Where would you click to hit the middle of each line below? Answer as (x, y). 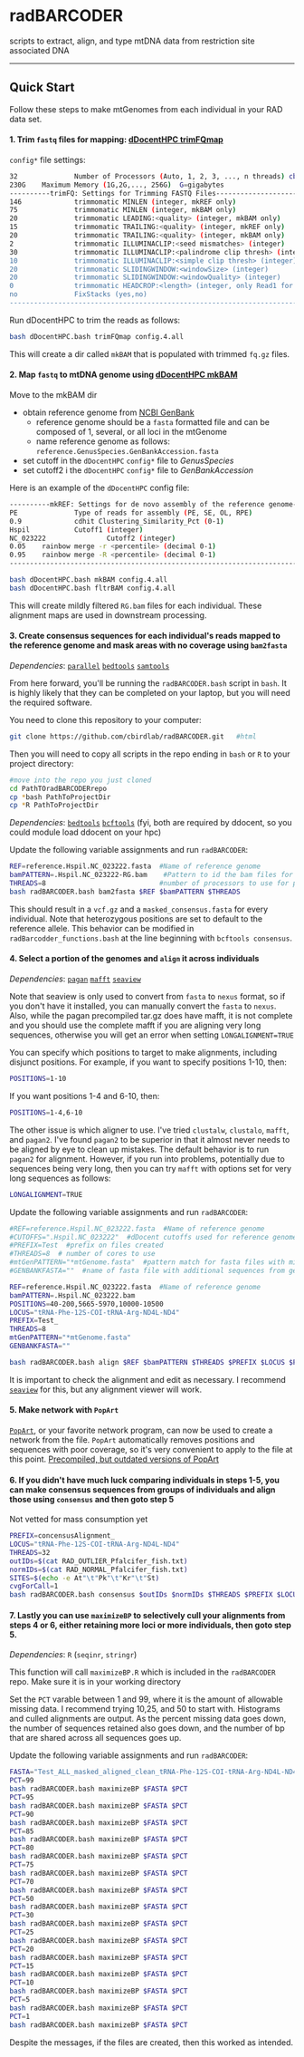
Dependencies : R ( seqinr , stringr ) (73, 1655)
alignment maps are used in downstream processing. (108, 615)
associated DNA (39, 50)
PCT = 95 (22, 1798)
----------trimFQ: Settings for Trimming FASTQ (101, 193)
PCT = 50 (22, 1898)
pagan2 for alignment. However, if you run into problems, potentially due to (147, 1159)
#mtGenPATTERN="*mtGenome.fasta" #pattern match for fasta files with (147, 1262)
